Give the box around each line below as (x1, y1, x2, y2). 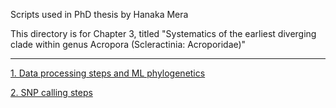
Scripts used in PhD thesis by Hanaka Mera (10, 9, 189, 20)
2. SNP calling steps (10, 87, 93, 98)
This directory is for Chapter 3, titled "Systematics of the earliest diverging (10, 28, 317, 39)
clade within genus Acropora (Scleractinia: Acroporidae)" (10, 39, 247, 50)
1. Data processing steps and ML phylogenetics (10, 67, 206, 79)
